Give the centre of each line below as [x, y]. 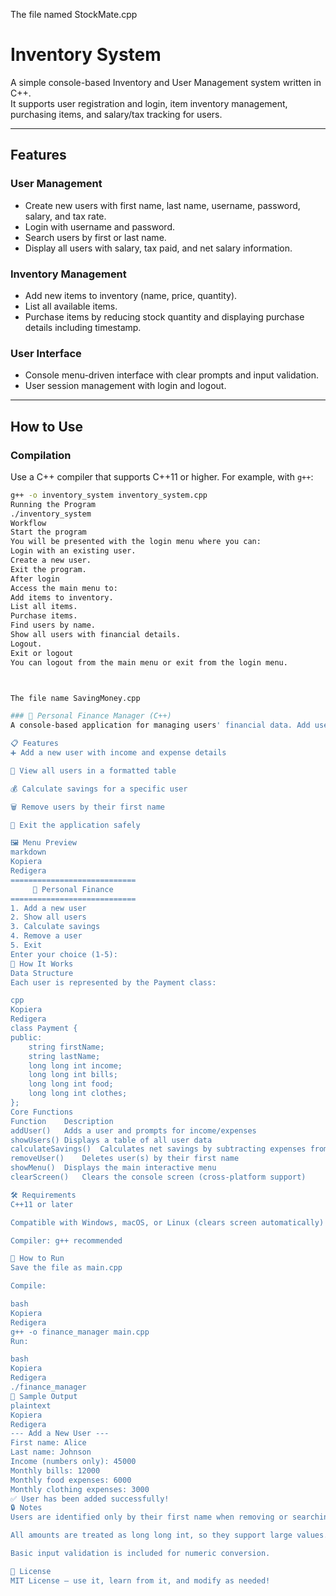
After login [35, 579]
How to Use [47, 426]
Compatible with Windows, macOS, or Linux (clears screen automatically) [167, 1222]
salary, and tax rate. [65, 216]
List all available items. [71, 306]
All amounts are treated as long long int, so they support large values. [169, 1535]
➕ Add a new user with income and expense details [118, 753]
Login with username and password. [99, 226]
